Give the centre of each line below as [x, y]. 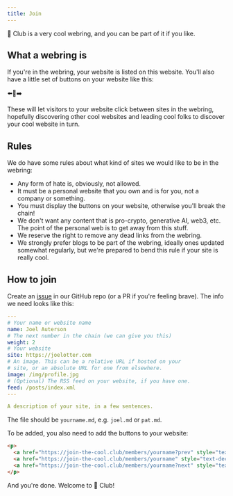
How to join [32, 279]
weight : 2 [21, 342]
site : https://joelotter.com [49, 355]
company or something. [51, 198]
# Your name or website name [49, 323]
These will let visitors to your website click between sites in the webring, [111, 109]
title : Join [24, 14]
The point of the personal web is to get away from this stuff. [103, 228]
